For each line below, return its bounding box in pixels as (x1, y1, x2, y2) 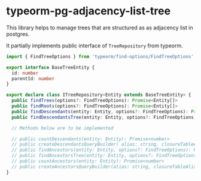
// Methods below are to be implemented (11, 125, 114, 131)
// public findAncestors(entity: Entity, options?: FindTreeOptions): (11, 147, 191, 153)
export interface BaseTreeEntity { (6, 64, 95, 70)
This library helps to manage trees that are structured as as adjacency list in (6, 24, 193, 31)
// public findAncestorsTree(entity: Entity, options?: (11, 153, 154, 159)
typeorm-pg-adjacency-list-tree (6, 4, 171, 18)
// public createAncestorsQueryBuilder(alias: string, (11, 164, 151, 170)
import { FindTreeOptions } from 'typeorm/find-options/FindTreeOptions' (6, 53, 194, 59)
